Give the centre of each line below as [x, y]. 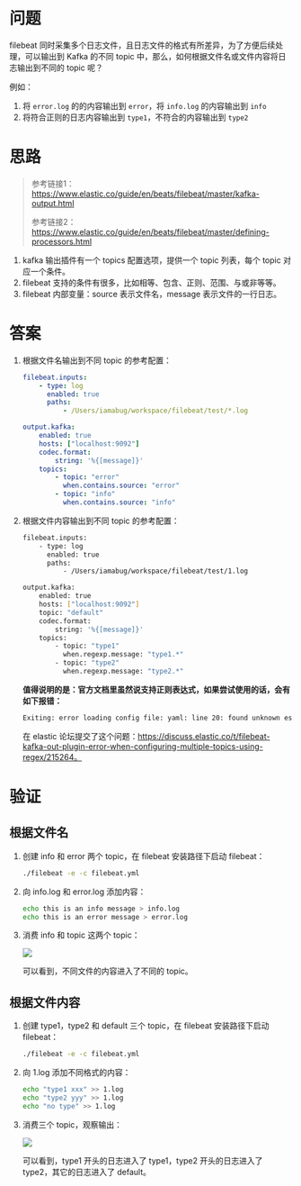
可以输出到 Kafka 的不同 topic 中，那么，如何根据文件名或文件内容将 [151, 56]
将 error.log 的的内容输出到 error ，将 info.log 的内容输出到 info [144, 105]
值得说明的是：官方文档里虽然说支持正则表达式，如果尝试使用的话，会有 [156, 689]
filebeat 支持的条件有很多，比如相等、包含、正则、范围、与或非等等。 [151, 282]
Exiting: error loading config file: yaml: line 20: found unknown [151, 718]
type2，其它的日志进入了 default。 [86, 1172]
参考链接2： [53, 222]
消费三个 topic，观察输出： [72, 1124]
